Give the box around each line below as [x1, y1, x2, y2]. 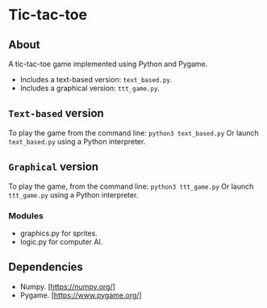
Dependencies [8, 260, 83, 274]
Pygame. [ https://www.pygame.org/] [19, 290, 143, 300]
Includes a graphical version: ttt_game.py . [19, 83, 160, 93]
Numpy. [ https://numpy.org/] [19, 281, 115, 291]
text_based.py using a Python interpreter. [8, 136, 146, 146]
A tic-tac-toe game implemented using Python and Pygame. [8, 59, 208, 69]
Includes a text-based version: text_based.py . [19, 75, 173, 84]
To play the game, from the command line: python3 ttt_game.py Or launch [8, 181, 254, 191]
